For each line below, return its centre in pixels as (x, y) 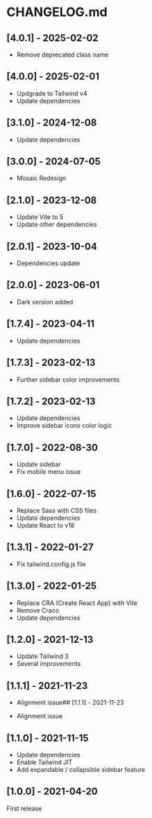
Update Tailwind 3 (42, 656)
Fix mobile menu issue (49, 472)
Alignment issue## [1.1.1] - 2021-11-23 (70, 703)
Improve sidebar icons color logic (64, 426)
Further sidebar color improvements (68, 379)
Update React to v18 (45, 525)
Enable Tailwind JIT (44, 762)
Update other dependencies (57, 225)
